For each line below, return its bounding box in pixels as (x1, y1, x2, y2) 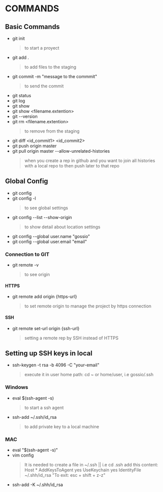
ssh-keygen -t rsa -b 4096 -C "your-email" (12, 362, 100, 368)
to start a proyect (24, 45, 60, 51)
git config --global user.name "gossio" (12, 233, 90, 239)
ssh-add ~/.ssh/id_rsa (12, 414, 57, 420)
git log (12, 98, 26, 104)
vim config (12, 452, 34, 458)
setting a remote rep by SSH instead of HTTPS (24, 335, 119, 341)
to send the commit (24, 83, 64, 89)
